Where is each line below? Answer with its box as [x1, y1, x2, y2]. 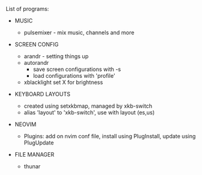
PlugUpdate [23, 139, 54, 146]
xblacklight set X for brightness [23, 79, 103, 86]
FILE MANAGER [14, 151, 55, 158]
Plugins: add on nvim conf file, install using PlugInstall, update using [23, 133, 196, 140]
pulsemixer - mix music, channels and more [23, 29, 134, 36]
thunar [23, 163, 41, 170]
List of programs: [6, 6, 50, 12]
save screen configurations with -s [33, 65, 121, 73]
